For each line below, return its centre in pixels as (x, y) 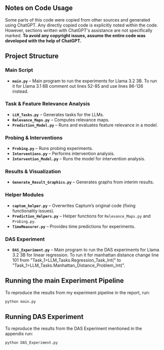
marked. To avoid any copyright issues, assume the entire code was (75, 35)
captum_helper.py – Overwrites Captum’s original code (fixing (74, 205)
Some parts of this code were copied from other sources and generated (78, 20)
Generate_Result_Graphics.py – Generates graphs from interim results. (83, 182)
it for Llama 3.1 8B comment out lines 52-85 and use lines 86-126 (78, 86)
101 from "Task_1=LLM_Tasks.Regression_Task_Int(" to (67, 260)
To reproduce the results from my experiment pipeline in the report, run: (78, 292)
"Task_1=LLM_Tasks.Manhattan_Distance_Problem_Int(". (69, 265)
